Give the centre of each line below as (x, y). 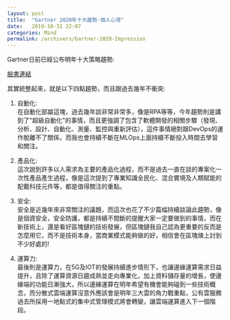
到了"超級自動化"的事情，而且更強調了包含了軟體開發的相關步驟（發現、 (119, 120)
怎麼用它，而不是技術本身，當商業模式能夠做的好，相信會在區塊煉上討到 (119, 236)
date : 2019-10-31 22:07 (44, 26)
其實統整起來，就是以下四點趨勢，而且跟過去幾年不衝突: (87, 89)
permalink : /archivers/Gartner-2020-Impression (77, 39)
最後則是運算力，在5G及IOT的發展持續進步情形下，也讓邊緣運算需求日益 (119, 267)
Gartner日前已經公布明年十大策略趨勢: (61, 60)
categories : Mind (32, 33)
